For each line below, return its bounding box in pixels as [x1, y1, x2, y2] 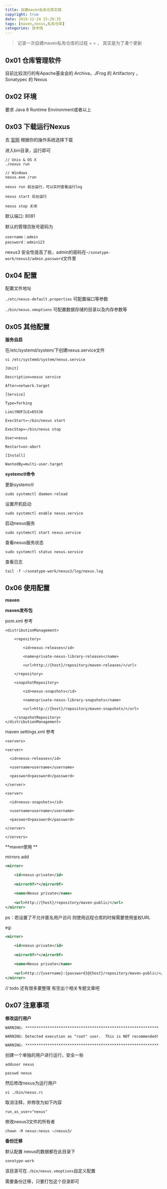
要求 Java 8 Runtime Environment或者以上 [5, 107, 91, 113]
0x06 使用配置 [5, 584, 50, 592]
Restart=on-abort [5, 444, 41, 450]
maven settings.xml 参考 [5, 729, 55, 734]
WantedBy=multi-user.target [5, 462, 64, 467]
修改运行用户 [5, 1015, 31, 1021]
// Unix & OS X [5, 157, 37, 162]
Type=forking [5, 401, 32, 406]
